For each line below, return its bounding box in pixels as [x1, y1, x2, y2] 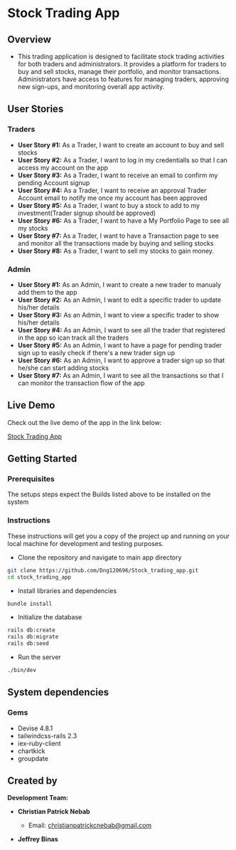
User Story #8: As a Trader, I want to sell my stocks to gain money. [17, 246, 215, 255]
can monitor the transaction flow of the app [17, 379, 145, 387]
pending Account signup [17, 178, 90, 187]
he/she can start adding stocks [17, 363, 109, 372]
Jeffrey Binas [17, 835, 58, 844]
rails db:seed [7, 640, 50, 647]
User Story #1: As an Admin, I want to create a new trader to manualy [17, 280, 222, 289]
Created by [7, 775, 58, 787]
